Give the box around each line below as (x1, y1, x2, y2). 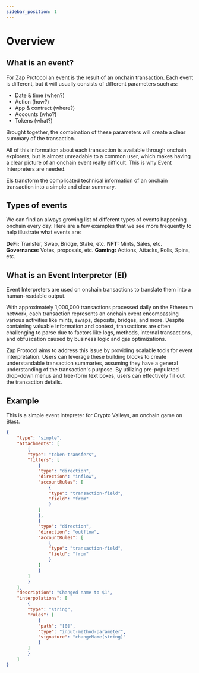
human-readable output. (6, 292, 66, 299)
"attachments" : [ (17, 440, 60, 446)
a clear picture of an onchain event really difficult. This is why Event (6, 159, 172, 166)
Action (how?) (14, 98, 49, 105)
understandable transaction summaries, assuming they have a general (6, 359, 178, 367)
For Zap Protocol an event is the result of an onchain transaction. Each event (6, 74, 194, 81)
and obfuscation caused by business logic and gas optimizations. (6, 336, 166, 343)
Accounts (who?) (14, 111, 57, 118)
